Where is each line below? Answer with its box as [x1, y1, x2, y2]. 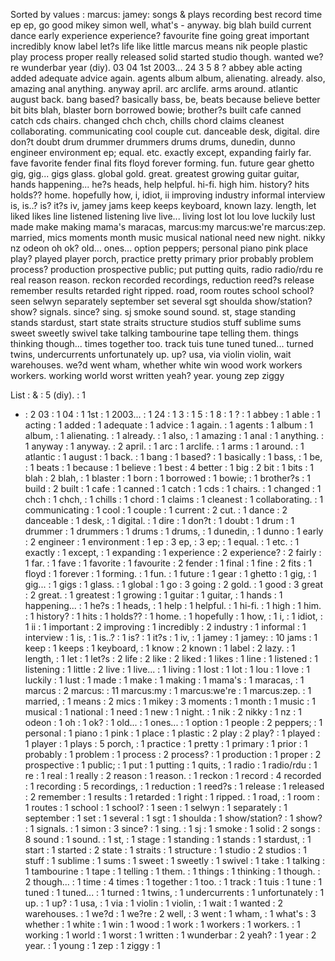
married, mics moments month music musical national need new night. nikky [10, 232, 326, 243]
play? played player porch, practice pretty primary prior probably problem [10, 253, 314, 264]
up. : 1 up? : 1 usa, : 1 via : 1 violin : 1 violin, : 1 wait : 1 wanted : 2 [24, 897, 284, 909]
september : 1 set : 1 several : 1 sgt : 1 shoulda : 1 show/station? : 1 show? [24, 812, 323, 824]
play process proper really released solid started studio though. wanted [10, 51, 305, 63]
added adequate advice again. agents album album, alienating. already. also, [10, 72, 326, 84]
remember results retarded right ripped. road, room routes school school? [10, 285, 315, 296]
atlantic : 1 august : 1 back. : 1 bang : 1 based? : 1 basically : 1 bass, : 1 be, [24, 451, 323, 463]
